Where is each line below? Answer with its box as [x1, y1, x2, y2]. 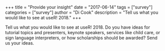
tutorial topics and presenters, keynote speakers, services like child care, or [5, 30, 161, 35]
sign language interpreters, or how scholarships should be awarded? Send [5, 35, 158, 41]
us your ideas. [5, 40, 34, 46]
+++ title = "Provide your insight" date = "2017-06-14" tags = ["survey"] [5, 4, 153, 10]
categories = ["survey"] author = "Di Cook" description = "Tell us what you [5, 9, 159, 15]
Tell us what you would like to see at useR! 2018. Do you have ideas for [5, 24, 150, 30]
